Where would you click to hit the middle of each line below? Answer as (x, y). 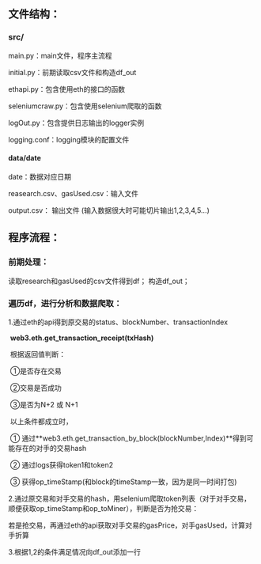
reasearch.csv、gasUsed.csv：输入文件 (74, 193)
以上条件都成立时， (41, 421)
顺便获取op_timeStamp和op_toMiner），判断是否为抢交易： (104, 508)
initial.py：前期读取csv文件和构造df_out (72, 72)
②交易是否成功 (36, 388)
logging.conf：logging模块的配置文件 (69, 139)
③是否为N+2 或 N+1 (44, 404)
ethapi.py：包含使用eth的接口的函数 (67, 89)
